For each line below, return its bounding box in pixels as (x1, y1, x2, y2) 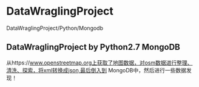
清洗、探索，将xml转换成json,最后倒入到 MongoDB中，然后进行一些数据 (6, 66, 187, 74)
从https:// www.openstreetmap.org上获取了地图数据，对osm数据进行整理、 (6, 59, 193, 66)
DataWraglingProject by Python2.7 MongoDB (6, 42, 181, 52)
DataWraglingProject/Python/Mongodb (6, 24, 104, 32)
